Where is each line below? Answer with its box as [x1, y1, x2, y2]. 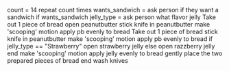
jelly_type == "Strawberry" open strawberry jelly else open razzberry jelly [7, 42, 215, 50]
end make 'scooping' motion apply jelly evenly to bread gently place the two [7, 49, 223, 57]
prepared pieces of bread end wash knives [7, 57, 128, 64]
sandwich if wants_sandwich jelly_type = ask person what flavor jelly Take [7, 13, 216, 21]
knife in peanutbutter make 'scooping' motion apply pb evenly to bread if [7, 35, 213, 43]
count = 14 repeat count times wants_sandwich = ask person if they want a [7, 6, 219, 14]
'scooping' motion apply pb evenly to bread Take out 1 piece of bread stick [7, 27, 218, 35]
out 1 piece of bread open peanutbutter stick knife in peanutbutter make [7, 20, 210, 28]
